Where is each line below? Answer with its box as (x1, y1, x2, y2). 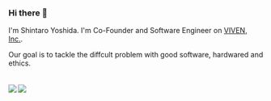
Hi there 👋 (8, 7, 49, 19)
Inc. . (8, 34, 23, 44)
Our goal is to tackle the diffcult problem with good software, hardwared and (8, 50, 264, 60)
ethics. (8, 58, 31, 68)
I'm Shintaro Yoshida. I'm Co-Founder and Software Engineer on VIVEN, (8, 26, 248, 36)
